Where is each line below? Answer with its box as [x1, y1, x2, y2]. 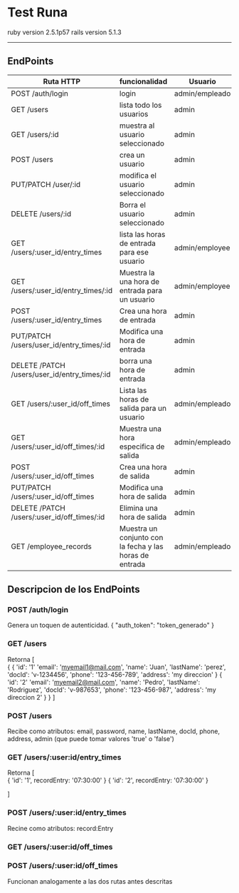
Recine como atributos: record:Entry [7, 824, 114, 832]
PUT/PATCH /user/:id [11, 179, 81, 189]
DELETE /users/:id [11, 208, 72, 218]
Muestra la [119, 267, 155, 277]
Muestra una [119, 424, 162, 434]
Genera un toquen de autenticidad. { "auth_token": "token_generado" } [7, 621, 215, 630]
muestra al [119, 121, 155, 131]
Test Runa [7, 4, 68, 21]
